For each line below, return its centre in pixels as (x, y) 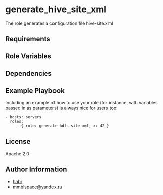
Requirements (28, 39)
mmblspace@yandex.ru (37, 187)
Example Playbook (35, 90)
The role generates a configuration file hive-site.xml (59, 23)
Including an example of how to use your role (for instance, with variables (82, 102)
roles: (17, 121)
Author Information (36, 170)
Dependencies (29, 73)
